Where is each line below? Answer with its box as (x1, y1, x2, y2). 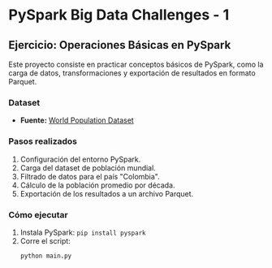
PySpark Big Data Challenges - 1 (8, 6, 230, 24)
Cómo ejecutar (8, 209, 68, 220)
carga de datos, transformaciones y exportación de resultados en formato (8, 68, 256, 78)
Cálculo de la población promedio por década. (19, 180, 176, 190)
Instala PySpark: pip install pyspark (19, 227, 146, 237)
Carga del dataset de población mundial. (19, 162, 156, 172)
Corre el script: (19, 236, 71, 245)
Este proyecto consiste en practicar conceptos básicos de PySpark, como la (8, 59, 264, 69)
